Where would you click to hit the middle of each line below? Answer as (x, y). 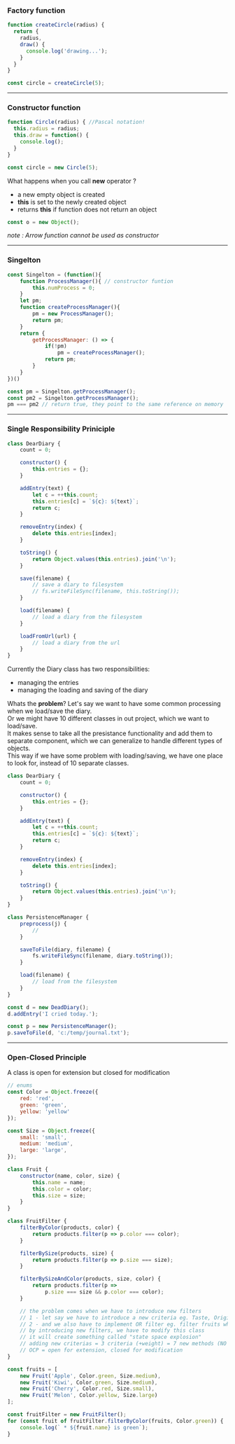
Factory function (36, 11)
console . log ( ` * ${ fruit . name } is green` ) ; (84, 1427)
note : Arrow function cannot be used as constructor (83, 235)
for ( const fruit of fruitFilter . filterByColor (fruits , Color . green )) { (115, 1421)
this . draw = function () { (51, 135)
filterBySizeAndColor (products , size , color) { (90, 1279)
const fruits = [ (33, 1369)
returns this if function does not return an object (87, 209)
